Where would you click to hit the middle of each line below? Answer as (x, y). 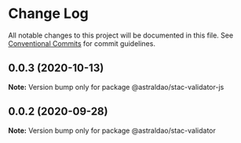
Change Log (48, 14)
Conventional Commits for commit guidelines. (82, 43)
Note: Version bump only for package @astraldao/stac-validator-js (116, 87)
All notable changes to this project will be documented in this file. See (121, 35)
